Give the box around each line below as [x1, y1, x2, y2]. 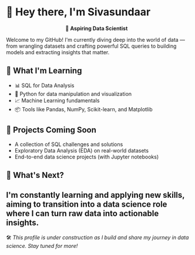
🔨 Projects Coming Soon [6, 125, 97, 135]
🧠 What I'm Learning [6, 66, 82, 76]
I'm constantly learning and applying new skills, [6, 190, 185, 200]
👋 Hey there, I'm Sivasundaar [6, 5, 151, 19]
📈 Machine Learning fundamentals [14, 97, 100, 104]
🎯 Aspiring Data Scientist [65, 25, 128, 32]
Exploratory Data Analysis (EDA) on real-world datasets [14, 147, 149, 154]
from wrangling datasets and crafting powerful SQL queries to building [6, 42, 177, 49]
